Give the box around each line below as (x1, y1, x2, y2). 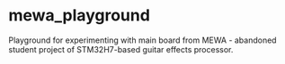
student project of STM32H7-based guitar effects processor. (8, 44, 234, 54)
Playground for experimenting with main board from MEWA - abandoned (8, 35, 277, 45)
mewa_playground (8, 5, 150, 26)
